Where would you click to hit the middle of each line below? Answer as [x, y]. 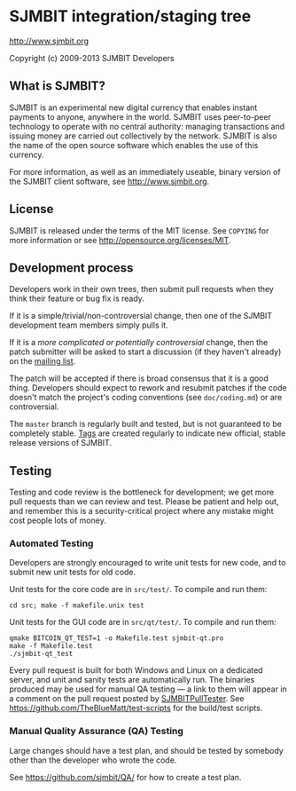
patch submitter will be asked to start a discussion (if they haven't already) [145, 352]
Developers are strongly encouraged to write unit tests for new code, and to [148, 563]
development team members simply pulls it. [89, 325]
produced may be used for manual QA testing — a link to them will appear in [148, 689]
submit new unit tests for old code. [73, 572]
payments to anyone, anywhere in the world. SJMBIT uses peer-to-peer [140, 116]
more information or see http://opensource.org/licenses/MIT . [121, 240]
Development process [71, 268]
